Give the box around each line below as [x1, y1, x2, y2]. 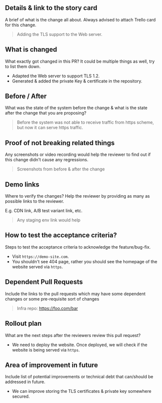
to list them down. [5, 63, 41, 69]
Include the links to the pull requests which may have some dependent [5, 291, 146, 297]
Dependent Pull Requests [5, 278, 83, 286]
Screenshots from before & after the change [16, 166, 105, 172]
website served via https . [12, 264, 63, 269]
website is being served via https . [12, 347, 80, 353]
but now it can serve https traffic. [16, 125, 84, 131]
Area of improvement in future [5, 361, 98, 369]
